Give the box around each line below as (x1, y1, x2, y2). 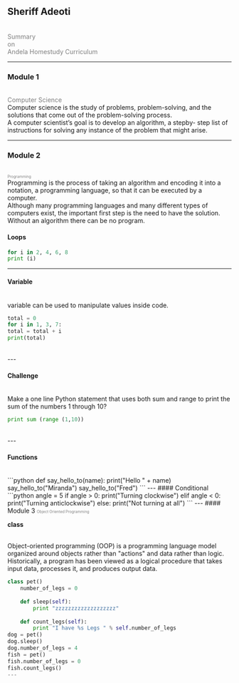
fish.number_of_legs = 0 (7, 657, 81, 665)
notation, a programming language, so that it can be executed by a (7, 186, 203, 195)
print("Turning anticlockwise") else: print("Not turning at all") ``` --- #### (7, 499, 221, 508)
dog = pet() (7, 631, 43, 639)
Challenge (7, 371, 39, 380)
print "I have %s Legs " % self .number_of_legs (33, 625, 176, 632)
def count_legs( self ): (20, 618, 87, 625)
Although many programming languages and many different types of (7, 201, 208, 210)
